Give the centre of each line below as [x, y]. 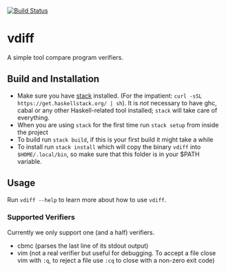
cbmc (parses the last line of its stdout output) [83, 246]
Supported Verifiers [41, 217]
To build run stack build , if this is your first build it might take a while [115, 139]
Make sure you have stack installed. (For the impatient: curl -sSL [109, 96]
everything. [33, 118]
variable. [30, 161]
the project [32, 132]
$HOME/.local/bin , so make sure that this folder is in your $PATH [108, 154]
